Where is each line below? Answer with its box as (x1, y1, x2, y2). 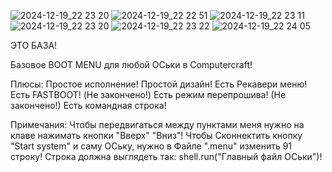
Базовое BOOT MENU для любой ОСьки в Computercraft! (10, 59, 253, 70)
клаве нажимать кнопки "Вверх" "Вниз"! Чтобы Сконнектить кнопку (10, 130, 303, 141)
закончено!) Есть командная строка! (10, 100, 167, 111)
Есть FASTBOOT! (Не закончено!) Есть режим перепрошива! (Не (10, 89, 287, 100)
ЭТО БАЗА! (10, 40, 58, 51)
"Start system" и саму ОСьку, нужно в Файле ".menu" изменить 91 (10, 140, 293, 152)
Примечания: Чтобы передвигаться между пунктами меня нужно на (10, 119, 305, 130)
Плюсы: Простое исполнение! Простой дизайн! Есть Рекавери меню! (10, 78, 308, 90)
